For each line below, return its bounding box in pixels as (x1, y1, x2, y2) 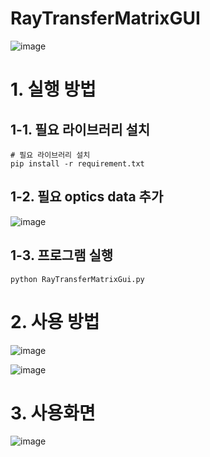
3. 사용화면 (10, 402, 96, 424)
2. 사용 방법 (10, 310, 100, 333)
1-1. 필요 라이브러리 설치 (10, 121, 151, 138)
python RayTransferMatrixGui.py (10, 274, 145, 284)
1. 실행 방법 (10, 78, 97, 101)
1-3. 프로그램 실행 (10, 247, 114, 264)
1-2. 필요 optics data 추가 (10, 188, 164, 206)
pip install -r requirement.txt (10, 158, 145, 169)
